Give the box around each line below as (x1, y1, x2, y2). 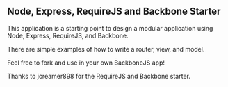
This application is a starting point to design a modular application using (7, 24, 213, 32)
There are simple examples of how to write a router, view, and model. (7, 45, 205, 53)
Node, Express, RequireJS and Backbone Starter (7, 6, 221, 17)
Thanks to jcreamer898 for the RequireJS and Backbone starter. (7, 72, 191, 80)
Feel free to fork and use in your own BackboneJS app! (7, 58, 165, 67)
